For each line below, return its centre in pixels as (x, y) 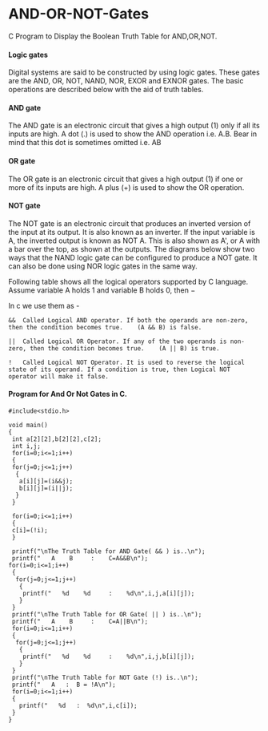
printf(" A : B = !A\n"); (64, 685)
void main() (28, 425)
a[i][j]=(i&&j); (46, 481)
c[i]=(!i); (30, 530)
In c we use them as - (44, 305)
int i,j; (26, 446)
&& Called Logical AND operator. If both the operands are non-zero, (128, 320)
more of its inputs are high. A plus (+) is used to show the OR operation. (126, 187)
